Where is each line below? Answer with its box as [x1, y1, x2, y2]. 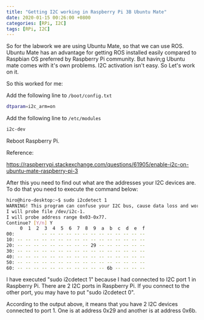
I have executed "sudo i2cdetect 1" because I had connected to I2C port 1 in [6, 276, 196, 283]
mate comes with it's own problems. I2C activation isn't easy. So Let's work [6, 62, 195, 69]
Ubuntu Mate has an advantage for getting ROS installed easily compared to [6, 49, 197, 56]
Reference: [6, 149, 34, 156]
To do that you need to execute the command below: [6, 186, 138, 192]
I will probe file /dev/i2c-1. [6, 208, 86, 214]
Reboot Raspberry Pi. [6, 137, 59, 145]
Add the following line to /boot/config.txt [6, 92, 112, 99]
